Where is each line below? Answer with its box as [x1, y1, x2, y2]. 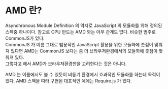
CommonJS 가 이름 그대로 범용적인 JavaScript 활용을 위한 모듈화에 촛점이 [5, 41, 153, 47]
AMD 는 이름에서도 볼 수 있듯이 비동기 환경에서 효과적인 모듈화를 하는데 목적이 [5, 71, 160, 77]
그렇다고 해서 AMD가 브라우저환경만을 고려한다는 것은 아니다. [5, 61, 127, 67]
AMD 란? [5, 5, 42, 16]
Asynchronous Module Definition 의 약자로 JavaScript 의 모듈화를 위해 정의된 [5, 22, 162, 28]
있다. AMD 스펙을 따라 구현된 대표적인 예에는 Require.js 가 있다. [5, 77, 132, 84]
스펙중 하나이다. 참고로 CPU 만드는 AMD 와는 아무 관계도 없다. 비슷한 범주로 [5, 28, 156, 35]
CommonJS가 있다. [5, 35, 45, 41]
